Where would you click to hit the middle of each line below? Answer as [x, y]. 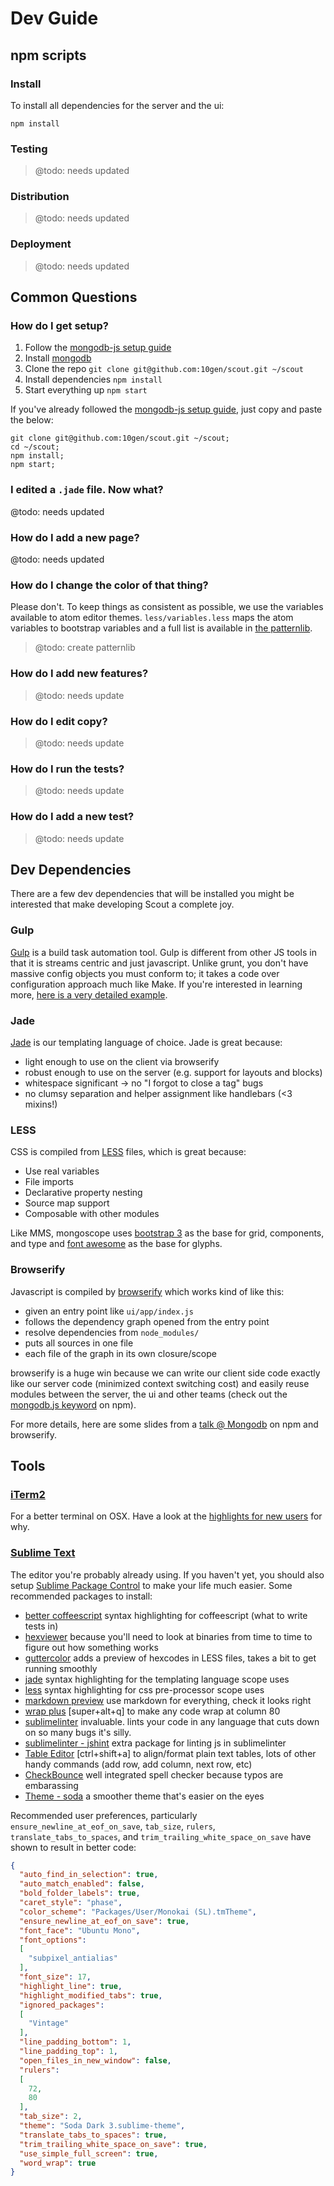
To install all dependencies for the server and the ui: [117, 105]
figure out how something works [91, 1647]
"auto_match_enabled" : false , [82, 1884]
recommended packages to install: [81, 1596]
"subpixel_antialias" [73, 1958]
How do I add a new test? [72, 817]
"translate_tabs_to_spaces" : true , [93, 2135]
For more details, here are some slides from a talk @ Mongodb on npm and [164, 1424]
